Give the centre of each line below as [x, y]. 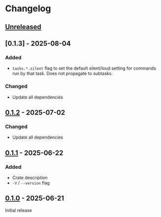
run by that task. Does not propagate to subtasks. [63, 73]
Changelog [28, 9]
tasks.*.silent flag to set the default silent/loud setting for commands [84, 68]
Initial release [18, 210]
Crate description [30, 178]
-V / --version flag [31, 182]
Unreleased [23, 27]
